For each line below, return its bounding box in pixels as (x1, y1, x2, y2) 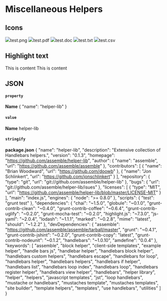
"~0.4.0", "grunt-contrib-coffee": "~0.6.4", (37, 205, 125, 211)
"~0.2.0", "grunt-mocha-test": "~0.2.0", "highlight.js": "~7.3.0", (21, 210, 150, 216)
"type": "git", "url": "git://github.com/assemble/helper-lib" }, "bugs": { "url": (5, 178, 160, 184)
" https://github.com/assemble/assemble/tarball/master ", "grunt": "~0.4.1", (5, 226, 157, 232)
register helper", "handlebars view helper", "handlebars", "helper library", (5, 269, 156, 275)
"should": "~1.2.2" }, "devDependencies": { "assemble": (5, 221, 120, 227)
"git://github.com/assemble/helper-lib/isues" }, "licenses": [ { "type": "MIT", (5, 184, 161, 190)
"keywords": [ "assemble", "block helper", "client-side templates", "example (5, 242, 161, 248)
